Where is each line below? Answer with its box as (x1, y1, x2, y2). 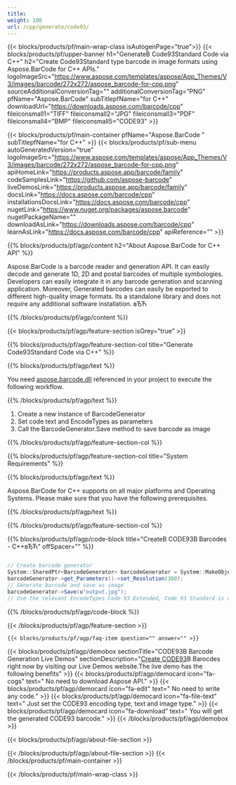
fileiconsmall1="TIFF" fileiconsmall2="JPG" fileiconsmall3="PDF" (7, 110, 195, 118)
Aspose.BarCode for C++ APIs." (7, 65, 100, 74)
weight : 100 (7, 17, 42, 24)
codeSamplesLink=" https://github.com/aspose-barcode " (7, 176, 173, 184)
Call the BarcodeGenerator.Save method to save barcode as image (17, 425, 211, 433)
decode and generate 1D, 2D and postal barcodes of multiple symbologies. (7, 270, 223, 278)
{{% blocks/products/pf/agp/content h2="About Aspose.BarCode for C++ (7, 242, 221, 250)
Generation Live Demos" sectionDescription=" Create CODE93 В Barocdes (7, 654, 221, 663)
